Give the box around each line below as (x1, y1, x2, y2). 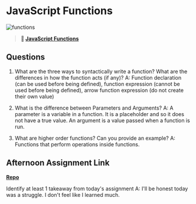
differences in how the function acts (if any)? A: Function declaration (14, 74, 182, 81)
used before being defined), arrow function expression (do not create (14, 87, 184, 94)
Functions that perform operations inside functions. (14, 140, 140, 148)
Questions (6, 52, 45, 62)
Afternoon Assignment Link (6, 158, 110, 168)
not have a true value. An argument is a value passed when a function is (14, 117, 190, 124)
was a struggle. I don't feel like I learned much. (6, 191, 120, 198)
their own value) (14, 93, 54, 100)
